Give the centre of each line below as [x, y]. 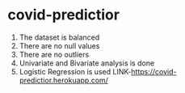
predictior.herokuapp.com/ [63, 80]
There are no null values [59, 45]
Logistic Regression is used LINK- [75, 71]
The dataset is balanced [59, 37]
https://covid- [154, 71]
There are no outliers [54, 54]
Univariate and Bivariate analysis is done [87, 63]
